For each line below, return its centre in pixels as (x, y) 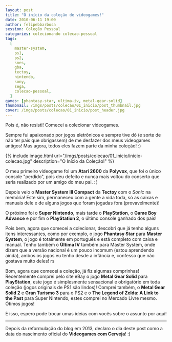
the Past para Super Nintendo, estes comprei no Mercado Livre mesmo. (81, 298)
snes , (20, 63)
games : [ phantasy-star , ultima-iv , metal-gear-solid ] (64, 101)
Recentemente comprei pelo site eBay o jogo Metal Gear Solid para (77, 276)
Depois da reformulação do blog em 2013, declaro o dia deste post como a (84, 328)
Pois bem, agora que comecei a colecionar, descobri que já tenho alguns (82, 228)
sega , (20, 86)
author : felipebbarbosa (31, 24)
